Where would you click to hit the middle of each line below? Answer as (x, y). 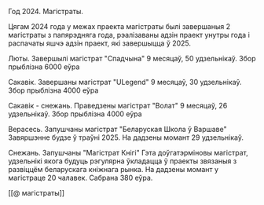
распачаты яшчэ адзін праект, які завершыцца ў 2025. (99, 43)
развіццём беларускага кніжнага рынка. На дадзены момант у (113, 169)
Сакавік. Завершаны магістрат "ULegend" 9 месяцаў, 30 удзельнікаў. (125, 82)
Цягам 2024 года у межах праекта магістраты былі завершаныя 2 (119, 26)
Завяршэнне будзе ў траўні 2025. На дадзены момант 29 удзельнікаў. (126, 137)
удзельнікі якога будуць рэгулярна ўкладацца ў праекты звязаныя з (123, 161)
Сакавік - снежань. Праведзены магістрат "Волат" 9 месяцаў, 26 (118, 106)
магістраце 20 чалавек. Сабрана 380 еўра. (81, 178)
